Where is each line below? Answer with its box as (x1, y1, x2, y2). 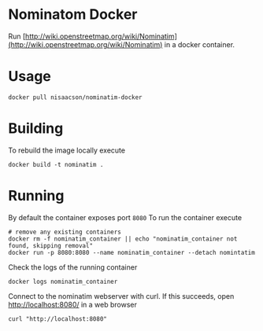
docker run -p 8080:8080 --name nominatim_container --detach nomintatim (8, 248, 256, 256)
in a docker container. (164, 39, 235, 49)
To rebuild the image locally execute (8, 145, 126, 155)
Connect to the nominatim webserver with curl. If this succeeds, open (8, 291, 235, 300)
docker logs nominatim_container (8, 278, 118, 285)
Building (8, 120, 64, 138)
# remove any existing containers (8, 228, 122, 236)
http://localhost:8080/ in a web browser (8, 300, 138, 309)
